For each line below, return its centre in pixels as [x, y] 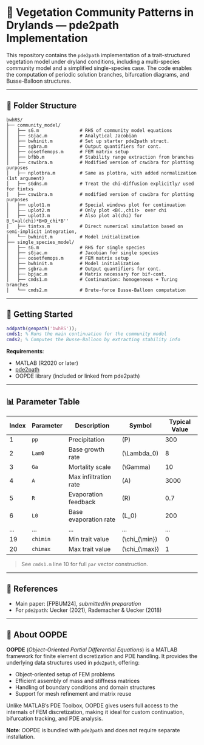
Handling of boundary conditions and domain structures [85, 687]
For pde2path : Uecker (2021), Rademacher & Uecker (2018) [88, 610]
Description [92, 425]
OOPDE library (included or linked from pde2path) [77, 376]
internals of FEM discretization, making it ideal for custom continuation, [95, 712]
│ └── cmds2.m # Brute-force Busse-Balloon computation [96, 290]
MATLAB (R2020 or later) [47, 363]
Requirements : [25, 352]
